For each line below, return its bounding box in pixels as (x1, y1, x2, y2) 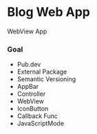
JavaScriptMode (17, 119, 64, 128)
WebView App (7, 27, 47, 35)
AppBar (17, 83, 39, 91)
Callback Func (17, 112, 58, 120)
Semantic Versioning (17, 75, 76, 83)
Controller (17, 90, 46, 98)
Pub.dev (17, 60, 41, 69)
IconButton (17, 105, 49, 113)
